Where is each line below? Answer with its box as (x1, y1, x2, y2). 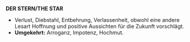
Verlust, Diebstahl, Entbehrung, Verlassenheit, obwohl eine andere (14, 17, 180, 23)
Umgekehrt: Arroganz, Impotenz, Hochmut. (14, 29, 124, 36)
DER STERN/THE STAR (5, 5, 64, 12)
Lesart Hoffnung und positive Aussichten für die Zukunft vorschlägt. (14, 23, 185, 30)
